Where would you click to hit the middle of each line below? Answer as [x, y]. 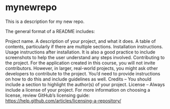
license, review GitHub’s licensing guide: [48, 95]
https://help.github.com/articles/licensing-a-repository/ [63, 100]
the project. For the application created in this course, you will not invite [80, 63]
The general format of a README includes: [50, 31]
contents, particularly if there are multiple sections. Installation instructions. [84, 46]
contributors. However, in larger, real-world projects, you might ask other [82, 68]
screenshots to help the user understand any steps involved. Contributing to [85, 57]
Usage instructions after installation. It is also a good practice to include [80, 52]
